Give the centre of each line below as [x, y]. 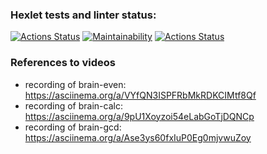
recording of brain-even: [75, 84]
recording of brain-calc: [73, 105]
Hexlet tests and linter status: [83, 15]
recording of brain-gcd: [73, 127]
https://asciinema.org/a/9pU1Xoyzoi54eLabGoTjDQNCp [139, 116]
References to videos [63, 63]
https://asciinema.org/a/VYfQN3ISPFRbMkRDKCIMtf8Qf [140, 95]
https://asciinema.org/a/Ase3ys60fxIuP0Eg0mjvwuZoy [138, 137]
